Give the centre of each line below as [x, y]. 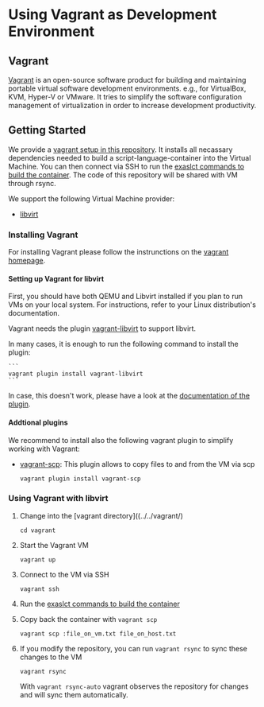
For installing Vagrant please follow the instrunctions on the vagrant [119, 252]
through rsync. [33, 183]
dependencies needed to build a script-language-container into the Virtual [130, 157]
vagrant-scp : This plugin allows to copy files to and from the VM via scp [137, 464]
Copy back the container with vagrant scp [88, 619]
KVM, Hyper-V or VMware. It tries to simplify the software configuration [125, 97]
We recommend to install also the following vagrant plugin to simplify [121, 440]
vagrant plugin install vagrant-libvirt [76, 374]
